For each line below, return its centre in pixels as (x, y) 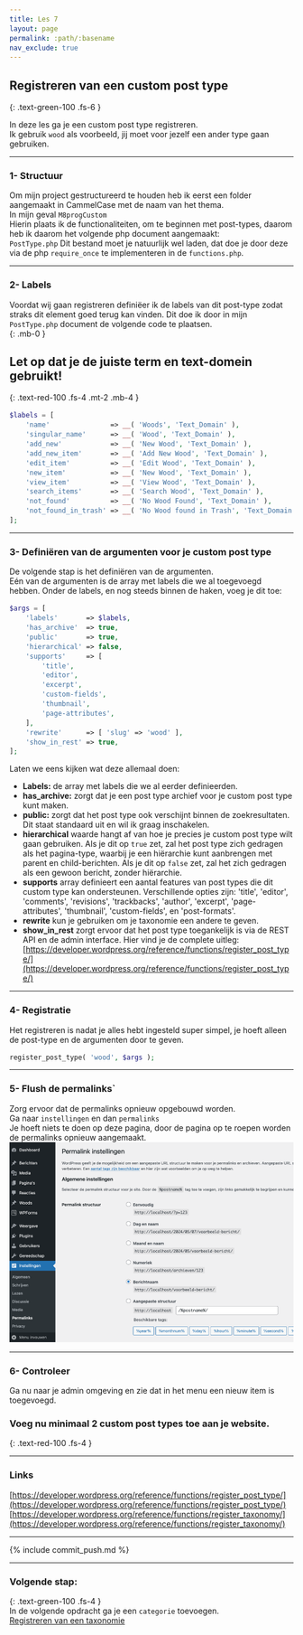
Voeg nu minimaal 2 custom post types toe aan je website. (140, 1424)
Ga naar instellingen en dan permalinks (84, 1118)
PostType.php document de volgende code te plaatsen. (111, 324)
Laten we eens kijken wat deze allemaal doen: (95, 769)
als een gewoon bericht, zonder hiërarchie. (102, 873)
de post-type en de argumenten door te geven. (97, 1039)
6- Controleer (40, 1371)
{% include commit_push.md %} (69, 1549)
